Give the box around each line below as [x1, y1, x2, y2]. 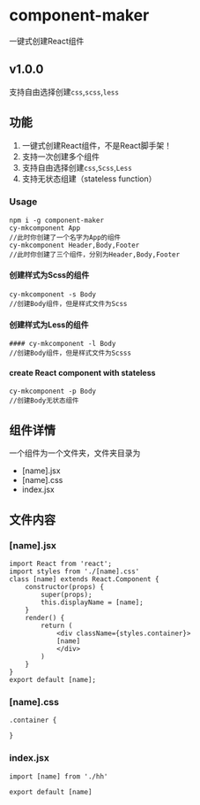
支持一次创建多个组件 [21, 151, 100, 162]
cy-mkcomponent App [9, 223, 81, 233]
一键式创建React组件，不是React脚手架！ [21, 140, 172, 150]
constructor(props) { [25, 582, 104, 591]
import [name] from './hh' [9, 771, 108, 781]
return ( [41, 621, 73, 630]
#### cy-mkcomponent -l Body [9, 340, 116, 349]
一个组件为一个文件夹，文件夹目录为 [9, 448, 141, 458]
